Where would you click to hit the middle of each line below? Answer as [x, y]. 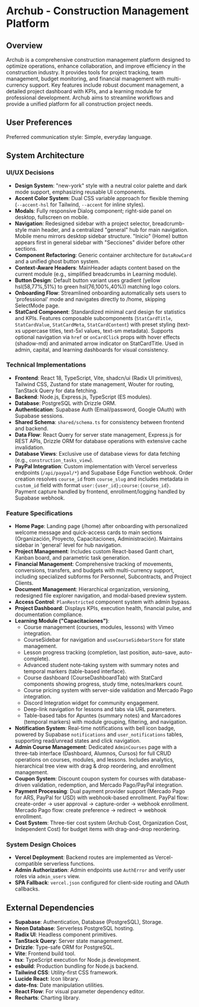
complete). [37, 659]
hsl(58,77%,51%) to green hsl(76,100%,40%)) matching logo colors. [97, 286]
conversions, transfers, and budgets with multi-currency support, [94, 570]
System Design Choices [41, 845]
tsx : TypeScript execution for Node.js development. [78, 960]
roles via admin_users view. [47, 876]
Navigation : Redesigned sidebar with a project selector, [83, 223]
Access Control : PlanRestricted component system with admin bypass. [103, 602]
